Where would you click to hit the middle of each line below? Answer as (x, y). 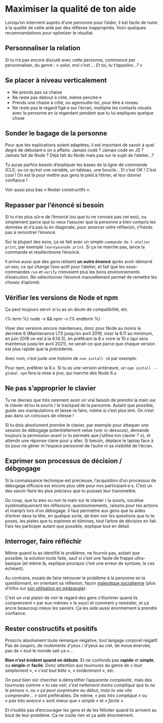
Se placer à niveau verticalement (56, 81)
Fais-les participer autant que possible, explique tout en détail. (68, 526)
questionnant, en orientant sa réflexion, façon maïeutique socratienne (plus (80, 583)
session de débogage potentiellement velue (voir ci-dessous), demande (77, 430)
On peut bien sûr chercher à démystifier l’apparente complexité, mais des (79, 680)
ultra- (140, 558)
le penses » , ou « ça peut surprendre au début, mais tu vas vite (69, 690)
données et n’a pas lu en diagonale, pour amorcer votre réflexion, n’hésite (79, 227)
